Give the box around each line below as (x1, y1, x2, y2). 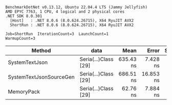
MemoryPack (8, 88, 40, 95)
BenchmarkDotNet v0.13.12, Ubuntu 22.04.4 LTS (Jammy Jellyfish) (5, 5, 147, 10)
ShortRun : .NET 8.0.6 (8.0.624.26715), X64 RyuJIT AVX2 (10, 22, 134, 28)
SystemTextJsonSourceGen (8, 73, 75, 81)
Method (31, 47, 51, 54)
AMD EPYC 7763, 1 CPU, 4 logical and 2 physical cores (5, 9, 125, 14)
